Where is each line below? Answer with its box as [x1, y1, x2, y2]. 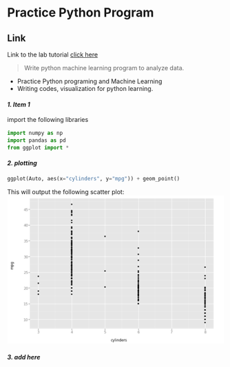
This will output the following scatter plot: [7, 187, 125, 196]
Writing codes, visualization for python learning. [17, 85, 154, 92]
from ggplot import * [7, 144, 70, 151]
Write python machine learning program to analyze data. [23, 64, 185, 72]
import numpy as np [7, 129, 63, 137]
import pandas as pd [7, 137, 67, 144]
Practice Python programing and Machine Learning [17, 77, 163, 85]
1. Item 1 [7, 100, 31, 108]
